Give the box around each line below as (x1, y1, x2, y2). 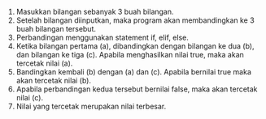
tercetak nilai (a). (15, 58, 73, 68)
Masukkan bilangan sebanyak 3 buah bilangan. (15, 7, 174, 16)
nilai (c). (15, 93, 43, 102)
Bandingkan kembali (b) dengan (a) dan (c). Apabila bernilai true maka (15, 67, 252, 76)
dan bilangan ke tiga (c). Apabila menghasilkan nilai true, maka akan (15, 50, 244, 59)
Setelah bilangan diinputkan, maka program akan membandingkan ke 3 (15, 15, 255, 25)
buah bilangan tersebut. (15, 24, 96, 33)
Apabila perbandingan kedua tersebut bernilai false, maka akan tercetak (15, 84, 258, 94)
